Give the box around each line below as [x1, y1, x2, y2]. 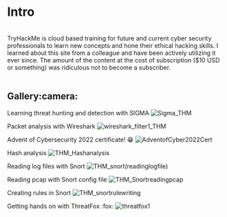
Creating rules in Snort [7, 188, 71, 196]
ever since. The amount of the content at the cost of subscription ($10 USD [7, 56, 220, 64]
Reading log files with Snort [7, 162, 85, 170]
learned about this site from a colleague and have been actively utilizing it [7, 49, 216, 57]
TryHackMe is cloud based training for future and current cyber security [7, 34, 212, 42]
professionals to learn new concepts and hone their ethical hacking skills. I [7, 41, 219, 49]
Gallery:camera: [7, 91, 78, 102]
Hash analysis [7, 148, 47, 157]
